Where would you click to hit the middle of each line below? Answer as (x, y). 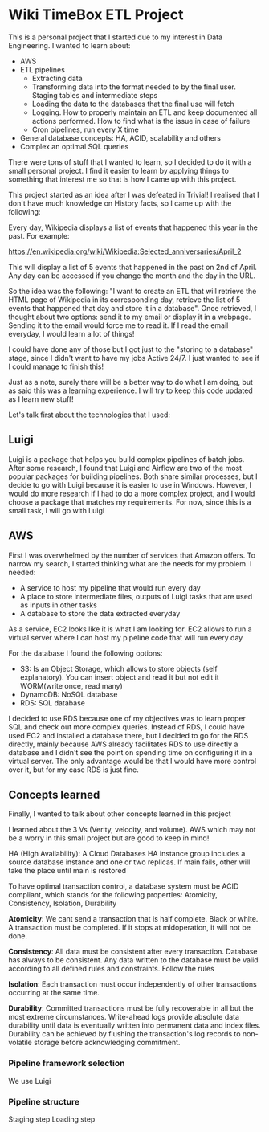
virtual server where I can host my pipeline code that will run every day (126, 637)
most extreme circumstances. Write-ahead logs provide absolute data (124, 1017)
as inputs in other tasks (59, 605)
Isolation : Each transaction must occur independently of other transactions (132, 984)
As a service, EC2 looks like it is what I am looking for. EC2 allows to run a (130, 629)
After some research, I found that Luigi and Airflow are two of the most (125, 468)
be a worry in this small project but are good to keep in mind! (109, 838)
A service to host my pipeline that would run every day (110, 587)
